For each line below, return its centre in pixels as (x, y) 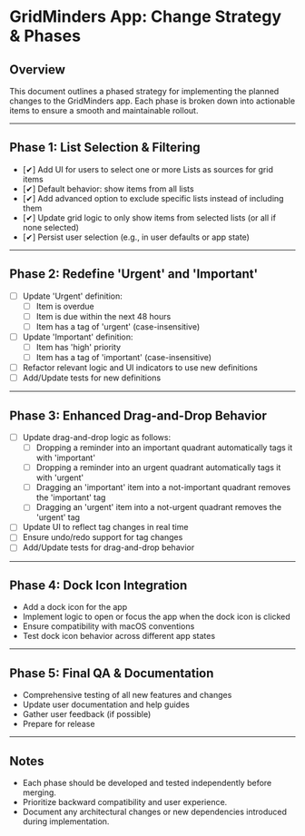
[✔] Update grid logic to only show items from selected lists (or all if (149, 217)
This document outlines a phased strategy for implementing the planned (144, 91)
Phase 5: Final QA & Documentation (112, 673)
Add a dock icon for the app (75, 607)
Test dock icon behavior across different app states (119, 636)
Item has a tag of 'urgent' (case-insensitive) (118, 326)
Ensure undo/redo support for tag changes (103, 537)
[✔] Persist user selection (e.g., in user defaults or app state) (136, 237)
